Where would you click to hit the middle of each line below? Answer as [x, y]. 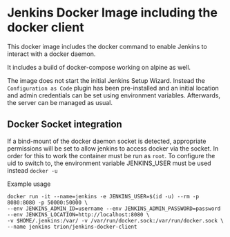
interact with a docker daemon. [51, 54]
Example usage [29, 184]
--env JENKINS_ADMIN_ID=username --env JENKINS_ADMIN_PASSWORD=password [114, 209]
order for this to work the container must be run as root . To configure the [111, 155]
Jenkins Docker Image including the [112, 13]
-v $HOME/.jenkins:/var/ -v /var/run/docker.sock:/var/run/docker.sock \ [116, 220]
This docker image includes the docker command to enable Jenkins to [107, 46]
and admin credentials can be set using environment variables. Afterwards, [114, 95]
